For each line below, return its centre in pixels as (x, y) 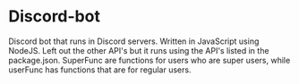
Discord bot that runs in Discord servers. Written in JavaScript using (134, 41)
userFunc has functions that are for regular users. (100, 70)
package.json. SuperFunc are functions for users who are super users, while (149, 60)
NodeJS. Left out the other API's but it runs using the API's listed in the (139, 50)
